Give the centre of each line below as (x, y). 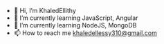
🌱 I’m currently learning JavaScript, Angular (76, 18)
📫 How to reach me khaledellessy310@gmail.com (85, 33)
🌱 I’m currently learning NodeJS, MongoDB (75, 25)
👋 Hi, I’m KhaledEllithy (45, 11)
